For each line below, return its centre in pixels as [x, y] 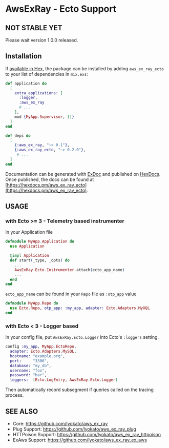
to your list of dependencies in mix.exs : [47, 74]
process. [15, 395]
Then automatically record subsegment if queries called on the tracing [79, 390]
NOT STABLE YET [34, 28]
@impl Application [30, 256]
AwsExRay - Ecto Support [61, 9]
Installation [24, 56]
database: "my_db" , [31, 365]
